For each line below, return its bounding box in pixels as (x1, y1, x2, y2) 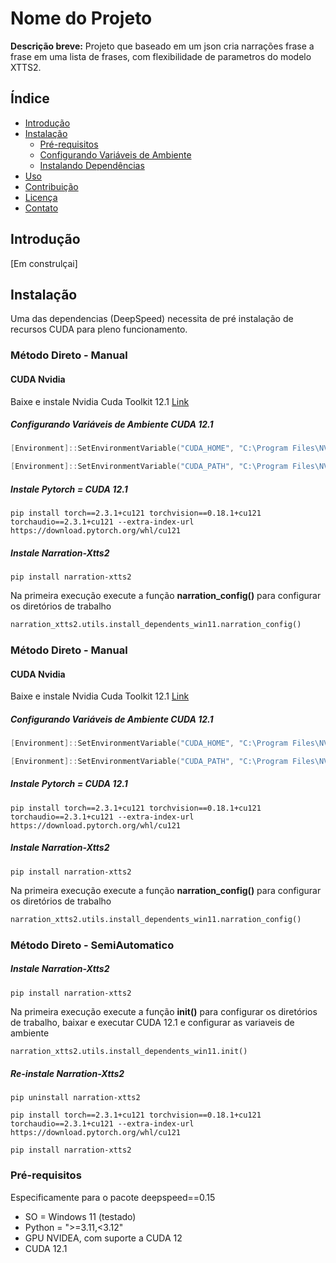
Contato (24, 202, 59, 214)
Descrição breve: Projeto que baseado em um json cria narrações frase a (10, 40, 315, 52)
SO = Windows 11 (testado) (24, 1210, 137, 1222)
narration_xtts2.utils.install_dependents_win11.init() (10, 1046, 248, 1056)
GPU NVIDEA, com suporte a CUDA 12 (24, 1232, 183, 1244)
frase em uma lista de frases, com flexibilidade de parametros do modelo (10, 50, 312, 62)
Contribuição (24, 180, 79, 192)
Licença (24, 191, 58, 203)
